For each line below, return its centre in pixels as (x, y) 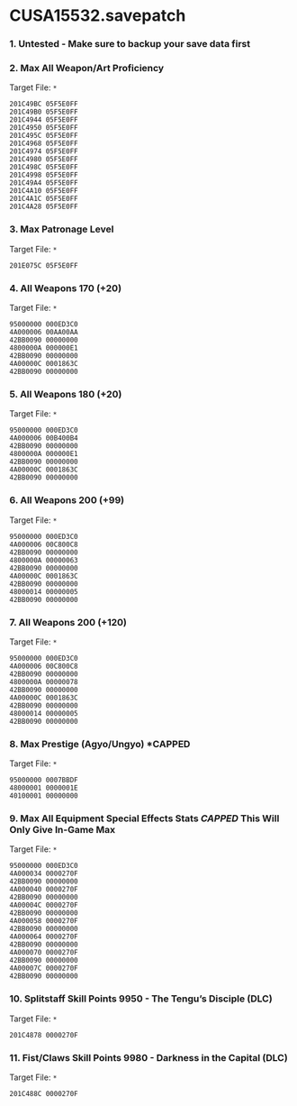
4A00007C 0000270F (44, 969)
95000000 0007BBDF (44, 781)
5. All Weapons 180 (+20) (66, 394)
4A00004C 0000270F (44, 905)
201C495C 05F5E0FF (44, 136)
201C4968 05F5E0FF (44, 144)
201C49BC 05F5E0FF (44, 105)
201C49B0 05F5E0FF (44, 112)
